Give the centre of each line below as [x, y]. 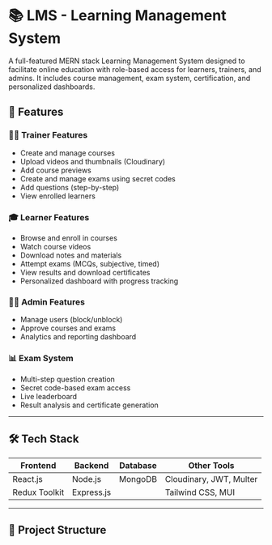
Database [138, 466]
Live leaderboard [49, 396]
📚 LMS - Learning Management [117, 16]
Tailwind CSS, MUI [200, 492]
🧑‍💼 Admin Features [47, 302]
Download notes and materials [71, 255]
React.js [28, 479]
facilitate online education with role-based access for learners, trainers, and [135, 69]
